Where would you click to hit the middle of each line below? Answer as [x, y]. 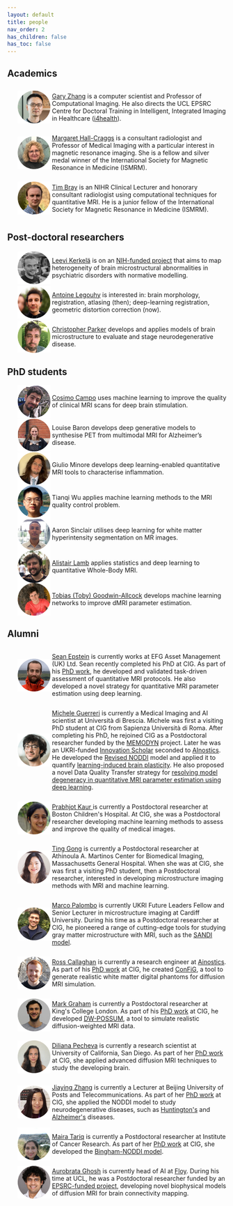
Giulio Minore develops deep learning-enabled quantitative [136, 465]
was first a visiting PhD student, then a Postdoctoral [126, 871]
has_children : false [37, 37]
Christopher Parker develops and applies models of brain [134, 329]
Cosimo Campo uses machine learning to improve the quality [139, 398]
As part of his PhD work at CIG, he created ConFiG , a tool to [138, 970]
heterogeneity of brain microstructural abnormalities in [130, 268]
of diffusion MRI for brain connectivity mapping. [120, 1193]
